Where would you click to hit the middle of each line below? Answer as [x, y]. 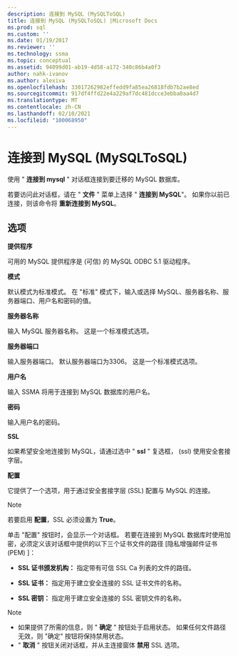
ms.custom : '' [29, 34]
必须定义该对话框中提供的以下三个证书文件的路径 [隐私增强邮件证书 [119, 544]
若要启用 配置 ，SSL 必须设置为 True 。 [63, 520]
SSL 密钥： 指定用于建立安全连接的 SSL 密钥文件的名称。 [102, 598]
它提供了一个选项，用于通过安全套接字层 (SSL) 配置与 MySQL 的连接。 [111, 491]
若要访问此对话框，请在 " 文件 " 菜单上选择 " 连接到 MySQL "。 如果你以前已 [119, 194]
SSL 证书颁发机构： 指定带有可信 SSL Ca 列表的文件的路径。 [107, 568]
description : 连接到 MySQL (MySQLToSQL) [67, 14]
